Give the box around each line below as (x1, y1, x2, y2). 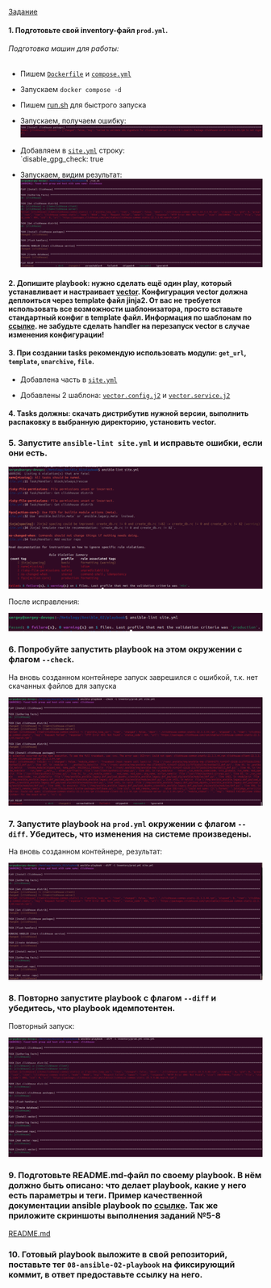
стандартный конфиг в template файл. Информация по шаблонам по (8, 313, 252, 322)
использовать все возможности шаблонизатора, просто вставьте (8, 304, 244, 313)
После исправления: (8, 597, 80, 606)
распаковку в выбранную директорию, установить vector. (8, 417, 217, 427)
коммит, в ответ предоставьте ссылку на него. (8, 1269, 203, 1280)
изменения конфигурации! (8, 329, 105, 339)
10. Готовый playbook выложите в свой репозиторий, (8, 1248, 227, 1260)
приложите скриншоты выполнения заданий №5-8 (8, 1210, 221, 1222)
